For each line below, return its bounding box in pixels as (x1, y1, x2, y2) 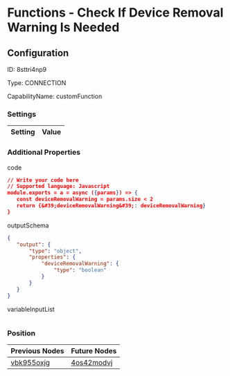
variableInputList (7, 305, 55, 313)
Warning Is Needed (7, 19, 120, 35)
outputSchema (7, 221, 50, 229)
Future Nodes (71, 346, 117, 355)
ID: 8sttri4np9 (7, 66, 47, 73)
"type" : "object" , (28, 247, 82, 254)
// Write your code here (7, 176, 79, 184)
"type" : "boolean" (53, 267, 107, 274)
